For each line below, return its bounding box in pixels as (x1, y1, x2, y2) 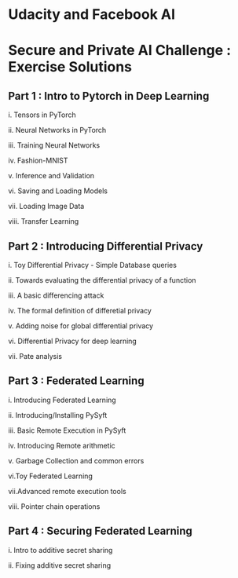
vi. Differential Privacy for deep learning (8, 336, 137, 346)
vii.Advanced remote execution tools (8, 486, 127, 496)
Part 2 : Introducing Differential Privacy (8, 240, 203, 253)
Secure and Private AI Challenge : (8, 42, 232, 60)
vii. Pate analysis (8, 352, 63, 360)
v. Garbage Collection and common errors (8, 455, 145, 465)
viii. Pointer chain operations (8, 501, 101, 511)
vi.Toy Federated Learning (8, 471, 93, 481)
